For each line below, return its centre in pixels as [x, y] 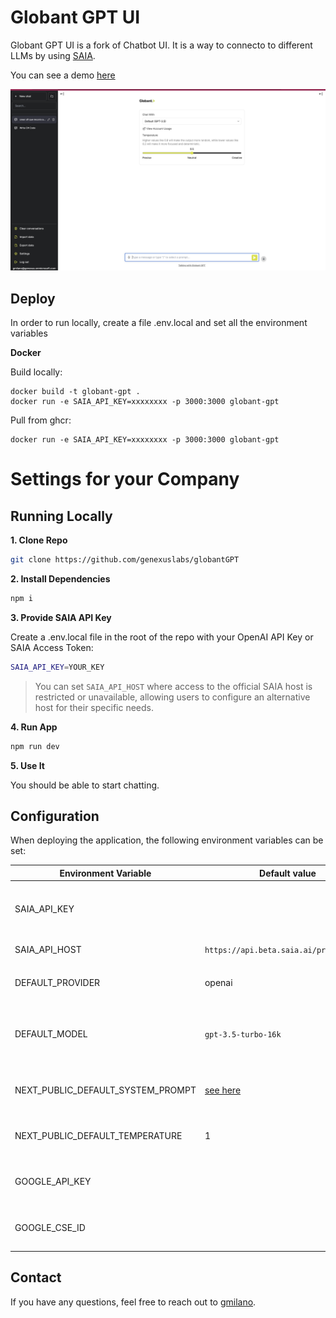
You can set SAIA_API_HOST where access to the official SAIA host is [173, 686]
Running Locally [61, 516]
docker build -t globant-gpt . [75, 392]
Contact [36, 1277]
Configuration [55, 816]
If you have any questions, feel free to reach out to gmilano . [133, 1302]
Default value [288, 873]
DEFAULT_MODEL [51, 1033]
